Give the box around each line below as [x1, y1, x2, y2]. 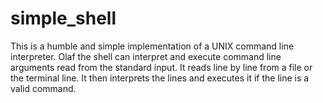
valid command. [10, 82, 77, 94]
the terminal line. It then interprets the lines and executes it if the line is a [10, 72, 310, 84]
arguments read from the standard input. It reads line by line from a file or [10, 61, 313, 73]
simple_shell [10, 7, 117, 30]
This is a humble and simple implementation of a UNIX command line [10, 40, 295, 52]
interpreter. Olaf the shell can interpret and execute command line [10, 50, 282, 62]
